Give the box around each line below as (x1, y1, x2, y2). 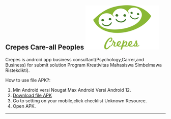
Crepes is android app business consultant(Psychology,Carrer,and (5, 56, 144, 62)
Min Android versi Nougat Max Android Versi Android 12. (12, 87, 131, 93)
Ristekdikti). (5, 67, 30, 73)
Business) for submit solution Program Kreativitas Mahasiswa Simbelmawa (5, 62, 162, 68)
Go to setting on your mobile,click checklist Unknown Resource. (12, 97, 147, 104)
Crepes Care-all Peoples (5, 43, 84, 52)
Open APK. (12, 103, 36, 109)
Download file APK (12, 92, 52, 98)
